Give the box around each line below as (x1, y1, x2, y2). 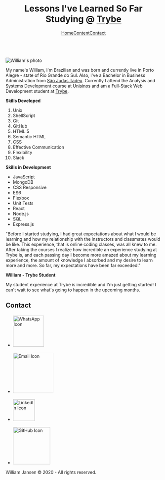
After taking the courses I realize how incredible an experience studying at (5, 246, 157, 253)
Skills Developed (5, 98, 41, 104)
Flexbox (12, 195, 29, 201)
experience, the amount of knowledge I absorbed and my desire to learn (5, 257, 153, 263)
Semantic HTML (12, 133, 46, 139)
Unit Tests (12, 200, 34, 206)
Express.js (12, 221, 34, 227)
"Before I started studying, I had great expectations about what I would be (5, 231, 156, 237)
